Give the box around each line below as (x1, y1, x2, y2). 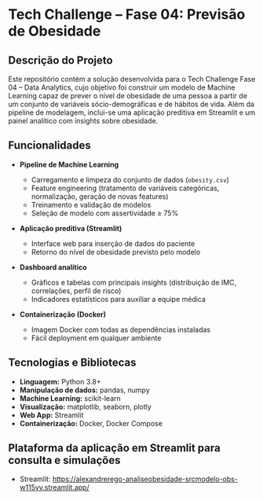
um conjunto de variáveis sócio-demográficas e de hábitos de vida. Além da (8, 100, 255, 108)
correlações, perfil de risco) (31, 285, 122, 296)
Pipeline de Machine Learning (19, 160, 119, 169)
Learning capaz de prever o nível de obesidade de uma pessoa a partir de (8, 91, 247, 100)
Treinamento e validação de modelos (31, 200, 152, 209)
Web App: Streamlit (19, 410, 84, 420)
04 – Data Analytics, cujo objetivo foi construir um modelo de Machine (8, 83, 236, 92)
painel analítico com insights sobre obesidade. (8, 116, 159, 125)
